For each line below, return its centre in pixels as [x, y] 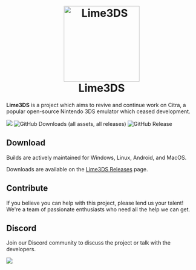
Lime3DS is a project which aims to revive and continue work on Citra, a [96, 105]
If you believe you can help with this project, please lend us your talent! [95, 203]
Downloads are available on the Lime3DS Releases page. [77, 169]
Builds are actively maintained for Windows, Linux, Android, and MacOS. [96, 157]
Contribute [27, 189]
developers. [21, 249]
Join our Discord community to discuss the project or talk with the [89, 243]
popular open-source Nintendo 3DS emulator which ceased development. [98, 111]
